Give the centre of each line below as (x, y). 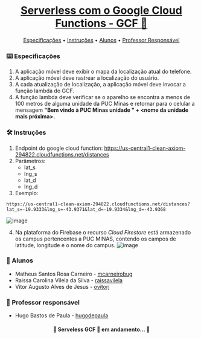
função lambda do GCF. (44, 91)
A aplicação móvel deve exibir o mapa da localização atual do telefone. (103, 72)
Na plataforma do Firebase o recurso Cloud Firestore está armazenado (103, 232)
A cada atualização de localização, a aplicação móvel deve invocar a (100, 85)
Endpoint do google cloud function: (59, 148)
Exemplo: (27, 193)
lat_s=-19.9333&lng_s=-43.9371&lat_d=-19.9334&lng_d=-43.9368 (86, 209)
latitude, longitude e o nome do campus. (65, 245)
